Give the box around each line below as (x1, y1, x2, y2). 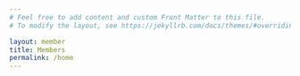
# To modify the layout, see (9, 21, 118, 30)
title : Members (9, 45, 66, 54)
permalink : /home (9, 54, 74, 63)
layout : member (9, 37, 66, 46)
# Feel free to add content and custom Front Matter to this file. (9, 12, 266, 22)
